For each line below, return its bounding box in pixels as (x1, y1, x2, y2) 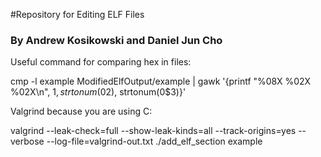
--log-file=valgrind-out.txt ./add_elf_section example (46, 135, 263, 148)
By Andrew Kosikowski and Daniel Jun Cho (10, 33, 223, 47)
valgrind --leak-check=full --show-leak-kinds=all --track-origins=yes (10, 125, 297, 137)
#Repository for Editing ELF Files (10, 9, 145, 20)
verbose (10, 135, 45, 148)
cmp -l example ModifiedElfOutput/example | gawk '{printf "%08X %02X (10, 75, 312, 88)
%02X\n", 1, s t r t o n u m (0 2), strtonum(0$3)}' (10, 86, 187, 98)
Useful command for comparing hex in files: (10, 56, 192, 68)
